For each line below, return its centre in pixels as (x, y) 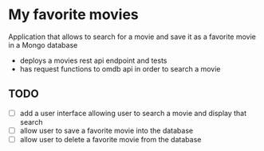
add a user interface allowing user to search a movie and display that (133, 113)
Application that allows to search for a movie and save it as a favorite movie (132, 37)
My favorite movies (74, 15)
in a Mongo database (43, 45)
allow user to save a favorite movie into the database (106, 130)
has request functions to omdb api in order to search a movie (120, 68)
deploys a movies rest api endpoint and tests (93, 60)
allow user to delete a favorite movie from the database (110, 139)
